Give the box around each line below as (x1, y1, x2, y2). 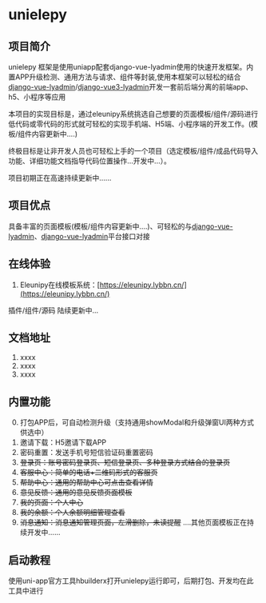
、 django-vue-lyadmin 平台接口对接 (34, 231, 150, 241)
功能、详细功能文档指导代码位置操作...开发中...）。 (8, 156, 172, 166)
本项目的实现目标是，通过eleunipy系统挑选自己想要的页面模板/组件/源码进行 (8, 110, 258, 118)
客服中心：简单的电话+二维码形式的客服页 (19, 468, 158, 477)
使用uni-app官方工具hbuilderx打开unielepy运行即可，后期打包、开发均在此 (8, 576, 254, 585)
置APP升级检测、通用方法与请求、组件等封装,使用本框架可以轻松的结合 (8, 72, 241, 82)
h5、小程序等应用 (8, 92, 66, 102)
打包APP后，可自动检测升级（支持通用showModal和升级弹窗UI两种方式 (19, 417, 254, 427)
